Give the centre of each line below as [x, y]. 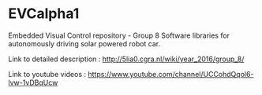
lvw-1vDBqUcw [33, 82]
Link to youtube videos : [47, 74]
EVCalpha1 [44, 14]
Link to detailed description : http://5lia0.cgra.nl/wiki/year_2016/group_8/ [126, 59]
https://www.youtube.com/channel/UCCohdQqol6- [171, 74]
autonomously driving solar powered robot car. [84, 43]
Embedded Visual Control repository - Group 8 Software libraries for [119, 35]
